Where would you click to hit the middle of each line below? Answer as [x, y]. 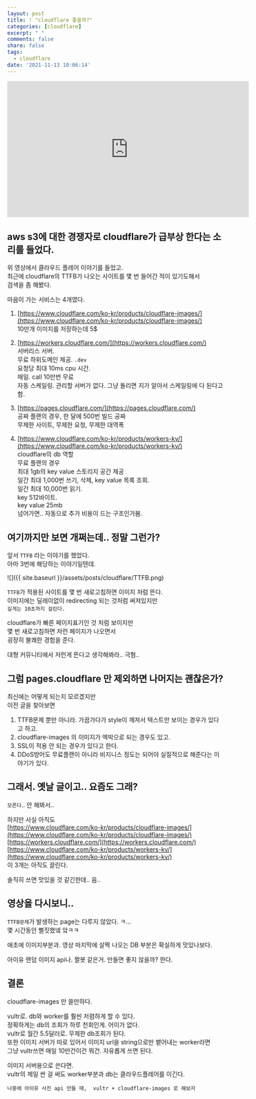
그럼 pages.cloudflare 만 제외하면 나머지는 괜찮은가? [115, 678]
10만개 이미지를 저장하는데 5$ [57, 329]
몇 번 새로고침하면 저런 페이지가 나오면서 [61, 631]
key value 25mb [40, 505]
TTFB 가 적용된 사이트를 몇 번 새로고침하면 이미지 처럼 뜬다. [85, 592]
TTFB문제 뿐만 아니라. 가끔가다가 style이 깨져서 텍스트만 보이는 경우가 [112, 720]
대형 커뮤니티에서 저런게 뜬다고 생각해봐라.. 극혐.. [73, 655]
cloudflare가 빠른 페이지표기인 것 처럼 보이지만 [70, 623]
